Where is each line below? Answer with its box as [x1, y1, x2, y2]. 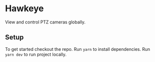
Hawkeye [5, 3, 44, 14]
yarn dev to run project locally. [5, 51, 67, 57]
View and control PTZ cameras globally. [5, 19, 86, 25]
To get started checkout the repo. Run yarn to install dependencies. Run [5, 46, 151, 52]
